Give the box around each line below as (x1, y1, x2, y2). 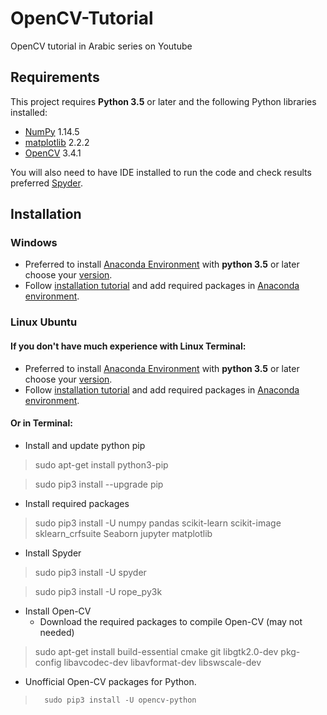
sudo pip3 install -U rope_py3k (34, 585, 163, 597)
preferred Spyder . (10, 177, 83, 189)
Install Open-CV (24, 605, 92, 617)
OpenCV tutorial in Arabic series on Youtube (10, 40, 193, 52)
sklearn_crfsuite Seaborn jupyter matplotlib (34, 527, 213, 539)
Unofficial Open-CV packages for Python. (24, 675, 197, 687)
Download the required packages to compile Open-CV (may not (39, 615, 303, 627)
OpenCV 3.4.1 (24, 147, 82, 159)
